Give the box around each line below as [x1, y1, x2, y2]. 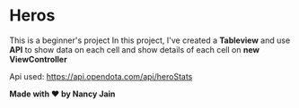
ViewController [9, 54, 67, 64]
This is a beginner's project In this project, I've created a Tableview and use [9, 35, 291, 46]
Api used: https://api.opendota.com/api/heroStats [9, 71, 193, 81]
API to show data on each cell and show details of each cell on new [9, 44, 260, 54]
